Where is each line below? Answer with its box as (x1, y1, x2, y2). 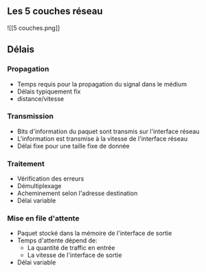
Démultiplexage (16, 182, 62, 190)
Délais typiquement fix (16, 87, 81, 95)
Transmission (7, 111, 54, 121)
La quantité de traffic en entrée (27, 244, 115, 252)
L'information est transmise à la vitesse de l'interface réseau (16, 134, 187, 143)
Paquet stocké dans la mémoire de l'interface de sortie (16, 229, 172, 238)
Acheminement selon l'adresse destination (16, 189, 138, 198)
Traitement (7, 159, 45, 168)
